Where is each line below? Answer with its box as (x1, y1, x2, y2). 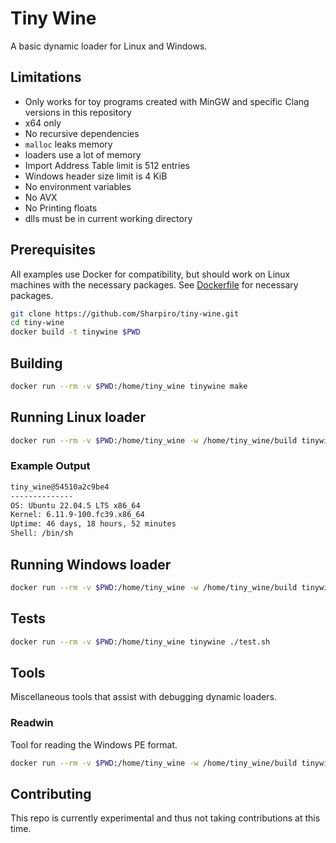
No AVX (24, 191, 58, 203)
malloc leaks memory (24, 138, 113, 150)
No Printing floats (24, 202, 98, 214)
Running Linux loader (10, 409, 147, 426)
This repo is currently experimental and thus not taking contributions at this (10, 812, 321, 824)
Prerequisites (10, 242, 96, 259)
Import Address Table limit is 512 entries (24, 159, 190, 171)
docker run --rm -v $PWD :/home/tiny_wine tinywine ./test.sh (10, 637, 271, 647)
